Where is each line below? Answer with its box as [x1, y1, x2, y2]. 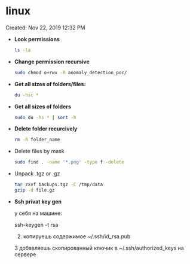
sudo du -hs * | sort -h [14, 114, 76, 120]
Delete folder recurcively [14, 125, 78, 132]
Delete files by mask [14, 148, 65, 155]
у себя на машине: [14, 210, 62, 217]
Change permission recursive [14, 58, 90, 65]
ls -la [14, 47, 31, 53]
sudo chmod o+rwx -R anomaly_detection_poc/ [14, 69, 127, 75]
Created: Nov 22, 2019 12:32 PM [5, 24, 85, 31]
